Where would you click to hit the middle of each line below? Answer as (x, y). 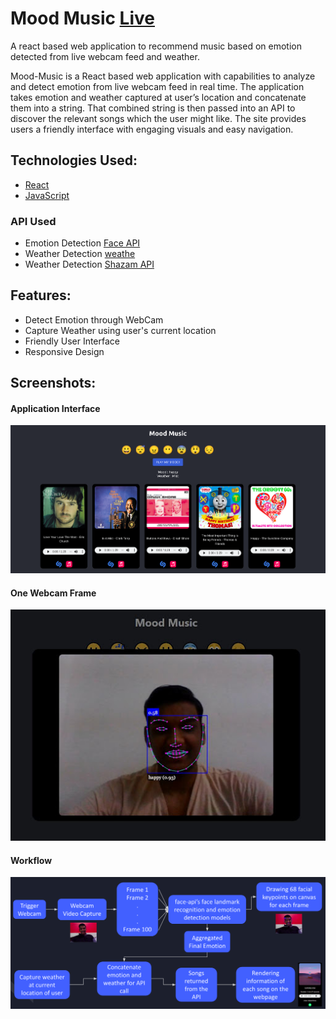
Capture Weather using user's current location (120, 330)
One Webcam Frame (53, 593)
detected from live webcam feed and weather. (105, 56)
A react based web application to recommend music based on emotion (156, 46)
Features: (41, 295)
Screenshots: (53, 383)
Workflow (31, 860)
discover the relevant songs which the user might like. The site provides (158, 118)
